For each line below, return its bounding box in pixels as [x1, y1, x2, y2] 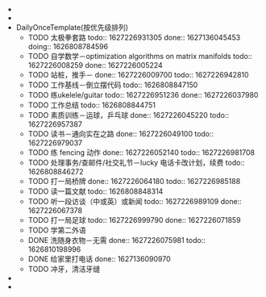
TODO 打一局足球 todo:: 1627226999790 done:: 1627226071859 [27, 215, 241, 224]
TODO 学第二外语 [27, 225, 86, 235]
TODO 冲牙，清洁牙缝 [27, 264, 101, 274]
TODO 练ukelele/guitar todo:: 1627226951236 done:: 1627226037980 [27, 90, 259, 99]
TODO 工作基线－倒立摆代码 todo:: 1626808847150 [27, 80, 198, 90]
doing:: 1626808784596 [27, 42, 109, 51]
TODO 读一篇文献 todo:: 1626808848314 [27, 186, 164, 196]
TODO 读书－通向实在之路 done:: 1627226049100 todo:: [27, 129, 214, 138]
